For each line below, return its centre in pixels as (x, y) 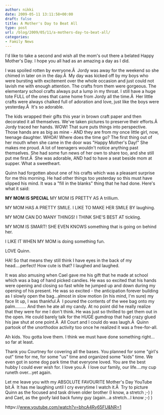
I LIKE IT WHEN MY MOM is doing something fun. (55, 241)
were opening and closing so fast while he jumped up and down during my (80, 285)
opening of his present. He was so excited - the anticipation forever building (82, 291)
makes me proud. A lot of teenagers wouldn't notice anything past (72, 147)
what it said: (17, 188)
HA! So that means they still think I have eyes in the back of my (69, 260)
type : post (16, 28)
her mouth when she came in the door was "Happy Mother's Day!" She (77, 142)
